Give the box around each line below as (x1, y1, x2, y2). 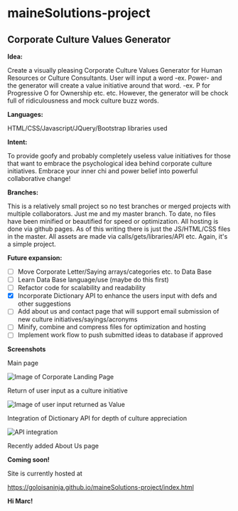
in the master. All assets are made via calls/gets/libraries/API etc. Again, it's (7, 232, 228, 240)
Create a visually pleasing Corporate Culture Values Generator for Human (7, 66, 222, 74)
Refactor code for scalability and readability (17, 284, 146, 292)
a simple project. (7, 240, 57, 248)
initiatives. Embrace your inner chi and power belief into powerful (7, 167, 198, 175)
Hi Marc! (7, 497, 33, 505)
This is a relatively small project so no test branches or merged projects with (7, 202, 231, 210)
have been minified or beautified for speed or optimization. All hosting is (7, 217, 219, 225)
